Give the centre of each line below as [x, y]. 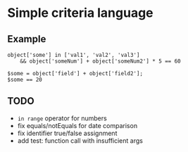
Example [27, 39]
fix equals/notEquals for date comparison [77, 125]
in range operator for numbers [62, 118]
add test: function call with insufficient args [80, 140]
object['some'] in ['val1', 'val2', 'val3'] [74, 55]
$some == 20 [25, 80]
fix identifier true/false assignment [67, 133]
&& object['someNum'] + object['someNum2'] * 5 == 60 [100, 61]
